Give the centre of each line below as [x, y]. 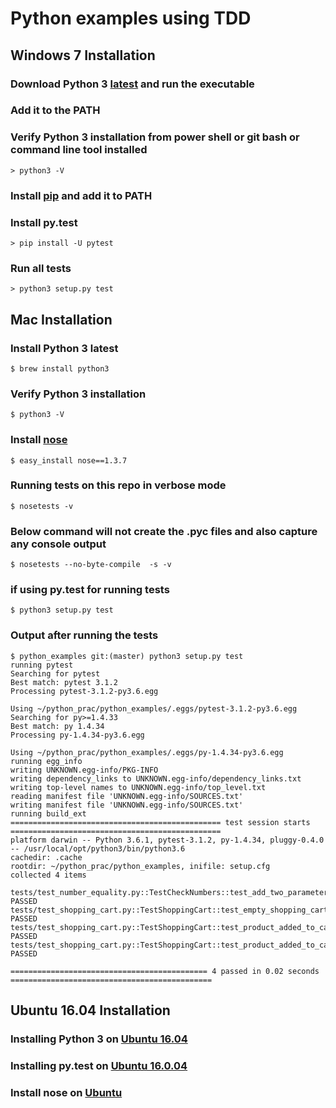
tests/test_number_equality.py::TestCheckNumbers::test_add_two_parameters [171, 892]
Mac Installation [61, 319]
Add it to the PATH [55, 110]
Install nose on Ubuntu [66, 1092]
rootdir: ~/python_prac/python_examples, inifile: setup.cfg [140, 866]
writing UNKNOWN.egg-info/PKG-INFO [84, 770]
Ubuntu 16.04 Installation [90, 1010]
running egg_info [46, 761]
